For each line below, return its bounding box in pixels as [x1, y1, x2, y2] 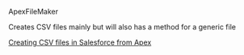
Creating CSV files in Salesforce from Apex [8, 37, 152, 47]
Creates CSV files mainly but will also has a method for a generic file [8, 22, 237, 31]
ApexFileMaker [8, 7, 59, 16]
